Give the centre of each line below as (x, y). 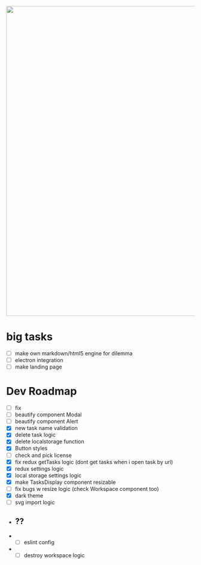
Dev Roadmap (42, 391)
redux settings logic (39, 468)
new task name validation (46, 428)
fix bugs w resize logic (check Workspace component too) (87, 489)
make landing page (38, 367)
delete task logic (35, 435)
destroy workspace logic (54, 555)
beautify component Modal (48, 414)
